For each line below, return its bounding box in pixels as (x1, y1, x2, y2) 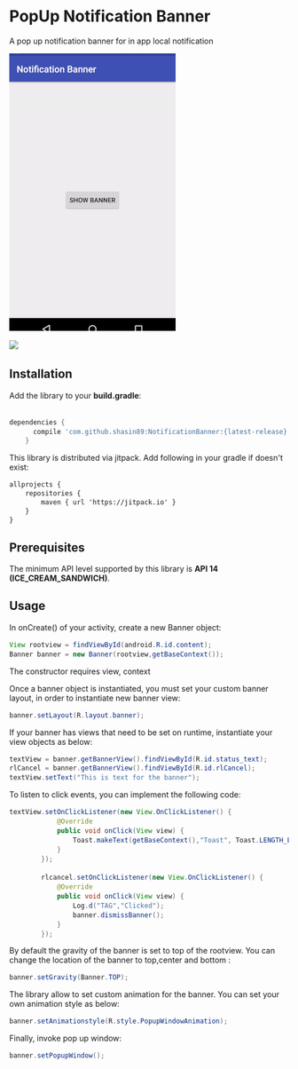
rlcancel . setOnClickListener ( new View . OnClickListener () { (41, 873, 264, 883)
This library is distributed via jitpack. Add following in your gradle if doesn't (9, 453, 284, 463)
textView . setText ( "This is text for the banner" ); (9, 773, 200, 782)
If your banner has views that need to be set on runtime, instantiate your (9, 726, 273, 738)
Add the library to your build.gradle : (9, 390, 142, 400)
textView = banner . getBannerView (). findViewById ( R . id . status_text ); (9, 755, 268, 764)
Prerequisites (9, 540, 85, 555)
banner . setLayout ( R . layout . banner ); (9, 710, 145, 720)
